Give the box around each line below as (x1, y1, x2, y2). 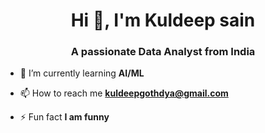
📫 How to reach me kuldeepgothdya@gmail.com (19, 87, 229, 99)
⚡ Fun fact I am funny (19, 111, 110, 123)
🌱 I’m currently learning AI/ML (19, 67, 145, 79)
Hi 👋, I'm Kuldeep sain (70, 9, 256, 32)
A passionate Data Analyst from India (70, 45, 256, 59)
